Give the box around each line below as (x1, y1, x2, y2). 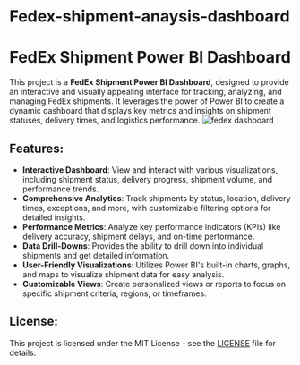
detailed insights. (21, 212, 86, 223)
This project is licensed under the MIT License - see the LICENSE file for (9, 337, 276, 348)
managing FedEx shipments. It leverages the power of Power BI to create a (9, 96, 285, 106)
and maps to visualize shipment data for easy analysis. (21, 268, 225, 279)
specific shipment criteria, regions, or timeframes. (21, 288, 208, 299)
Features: (9, 140, 64, 156)
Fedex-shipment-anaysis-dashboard (9, 6, 290, 27)
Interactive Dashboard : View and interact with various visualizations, (21, 164, 279, 175)
